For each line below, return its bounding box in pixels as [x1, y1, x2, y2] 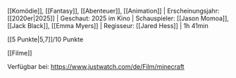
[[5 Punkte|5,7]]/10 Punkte [7, 35, 84, 44]
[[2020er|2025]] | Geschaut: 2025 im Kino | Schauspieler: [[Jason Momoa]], [7, 14, 229, 22]
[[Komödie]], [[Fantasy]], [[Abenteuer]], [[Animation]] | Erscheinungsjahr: [7, 7, 220, 15]
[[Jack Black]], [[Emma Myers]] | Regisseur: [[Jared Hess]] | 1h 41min [7, 22, 209, 30]
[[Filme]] [7, 49, 32, 57]
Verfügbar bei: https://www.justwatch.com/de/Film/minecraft [7, 63, 185, 70]
